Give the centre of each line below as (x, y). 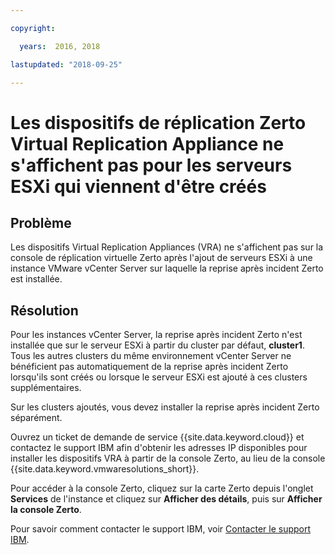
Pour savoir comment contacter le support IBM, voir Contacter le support (161, 529)
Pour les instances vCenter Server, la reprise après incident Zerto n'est (156, 335)
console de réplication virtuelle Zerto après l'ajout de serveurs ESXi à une (161, 258)
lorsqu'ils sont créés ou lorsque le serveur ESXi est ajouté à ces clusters (159, 377)
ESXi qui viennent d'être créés (138, 186)
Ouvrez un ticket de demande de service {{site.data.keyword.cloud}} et (157, 437)
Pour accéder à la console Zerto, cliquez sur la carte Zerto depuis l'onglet (162, 488)
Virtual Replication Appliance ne (147, 143)
